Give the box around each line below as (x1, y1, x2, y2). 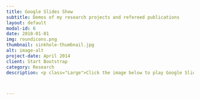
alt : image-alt (6, 48, 44, 54)
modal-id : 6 (6, 25, 36, 32)
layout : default (6, 20, 46, 26)
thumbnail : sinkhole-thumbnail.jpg (6, 42, 95, 48)
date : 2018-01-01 (6, 31, 49, 37)
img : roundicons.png (6, 36, 58, 42)
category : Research (6, 64, 55, 70)
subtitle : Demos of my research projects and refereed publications (6, 14, 180, 20)
